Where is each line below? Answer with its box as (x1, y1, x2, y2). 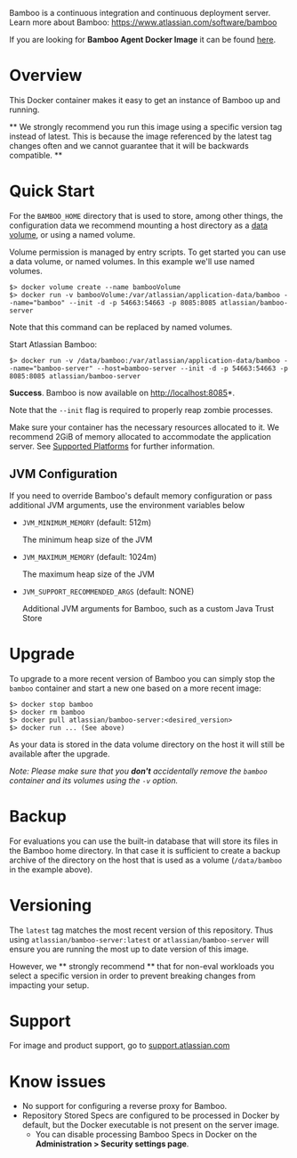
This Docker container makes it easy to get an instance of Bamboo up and (9, 94, 281, 105)
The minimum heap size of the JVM (21, 534, 153, 545)
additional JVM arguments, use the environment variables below (9, 499, 245, 510)
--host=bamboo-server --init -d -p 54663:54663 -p (96, 364, 289, 373)
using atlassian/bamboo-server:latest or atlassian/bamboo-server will (9, 934, 269, 944)
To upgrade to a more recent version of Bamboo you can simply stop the (9, 673, 276, 684)
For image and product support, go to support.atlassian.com (9, 1041, 230, 1051)
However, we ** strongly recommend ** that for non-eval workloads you (9, 960, 275, 971)
